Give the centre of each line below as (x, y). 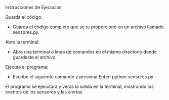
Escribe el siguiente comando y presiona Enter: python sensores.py (83, 77)
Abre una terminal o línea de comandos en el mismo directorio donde (85, 52)
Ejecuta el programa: (27, 67)
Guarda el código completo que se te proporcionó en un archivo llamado (88, 27)
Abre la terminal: (22, 42)
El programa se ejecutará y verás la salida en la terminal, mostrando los (80, 86)
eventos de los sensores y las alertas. (45, 92)
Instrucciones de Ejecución (34, 7)
